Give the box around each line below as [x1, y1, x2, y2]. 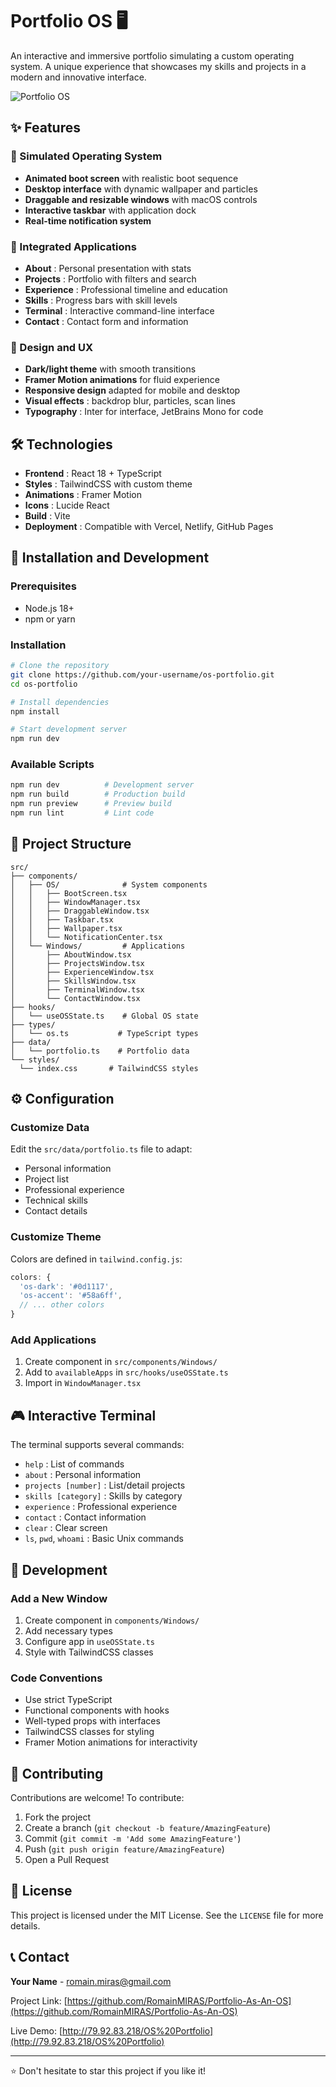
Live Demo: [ [10, 2024, 63, 2037]
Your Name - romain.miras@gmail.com [10, 1975, 172, 1987]
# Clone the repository [10, 661, 110, 671]
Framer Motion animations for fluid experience [24, 374, 220, 386]
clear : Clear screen [24, 1522, 108, 1534]
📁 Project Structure [10, 836, 132, 853]
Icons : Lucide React [24, 499, 110, 512]
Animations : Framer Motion [24, 489, 142, 501]
